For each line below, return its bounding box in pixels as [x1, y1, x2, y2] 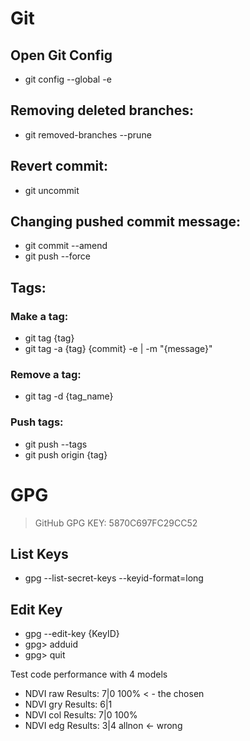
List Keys [10, 546, 69, 563]
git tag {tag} [24, 332, 75, 344]
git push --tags [24, 438, 88, 450]
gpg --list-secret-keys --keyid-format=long [24, 572, 204, 584]
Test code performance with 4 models [10, 668, 168, 681]
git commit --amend [24, 240, 108, 252]
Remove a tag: [10, 368, 82, 382]
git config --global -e [24, 73, 112, 85]
